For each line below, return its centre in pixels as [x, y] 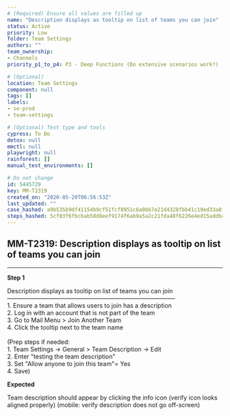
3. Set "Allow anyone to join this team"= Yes [69, 363]
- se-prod [21, 109]
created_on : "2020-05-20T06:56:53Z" [59, 197]
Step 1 [16, 278]
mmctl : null [24, 147]
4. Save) [19, 371]
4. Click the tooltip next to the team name [65, 327]
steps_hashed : [27, 217]
